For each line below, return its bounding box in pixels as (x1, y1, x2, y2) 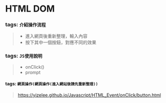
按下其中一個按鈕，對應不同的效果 (25, 39, 97, 45)
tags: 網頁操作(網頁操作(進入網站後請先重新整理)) (5, 81, 98, 87)
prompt (25, 69, 41, 75)
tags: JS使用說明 (5, 53, 43, 60)
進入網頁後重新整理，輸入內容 (25, 33, 88, 39)
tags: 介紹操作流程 (5, 21, 46, 28)
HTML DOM (5, 3, 55, 15)
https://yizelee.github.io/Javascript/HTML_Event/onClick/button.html (17, 92, 161, 98)
